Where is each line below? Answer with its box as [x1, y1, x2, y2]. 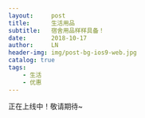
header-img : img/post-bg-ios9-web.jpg [8, 49, 137, 57]
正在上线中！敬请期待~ [8, 101, 84, 111]
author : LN [8, 41, 59, 49]
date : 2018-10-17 [8, 33, 88, 42]
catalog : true [8, 57, 56, 65]
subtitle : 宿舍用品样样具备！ [8, 26, 105, 34]
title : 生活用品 [8, 19, 76, 27]
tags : [8, 64, 26, 72]
